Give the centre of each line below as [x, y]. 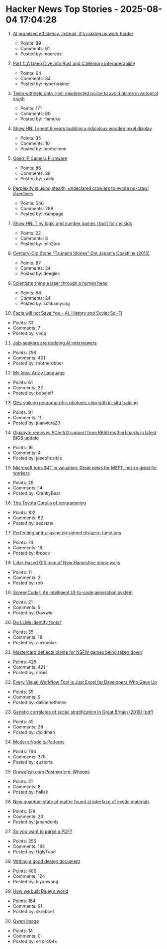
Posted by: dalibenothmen [40, 702]
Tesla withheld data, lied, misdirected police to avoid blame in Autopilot [85, 93]
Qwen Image [26, 921]
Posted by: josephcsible [37, 458]
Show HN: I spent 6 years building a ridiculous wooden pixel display [82, 128]
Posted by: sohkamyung [45, 303]
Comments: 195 [29, 846]
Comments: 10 [35, 143]
